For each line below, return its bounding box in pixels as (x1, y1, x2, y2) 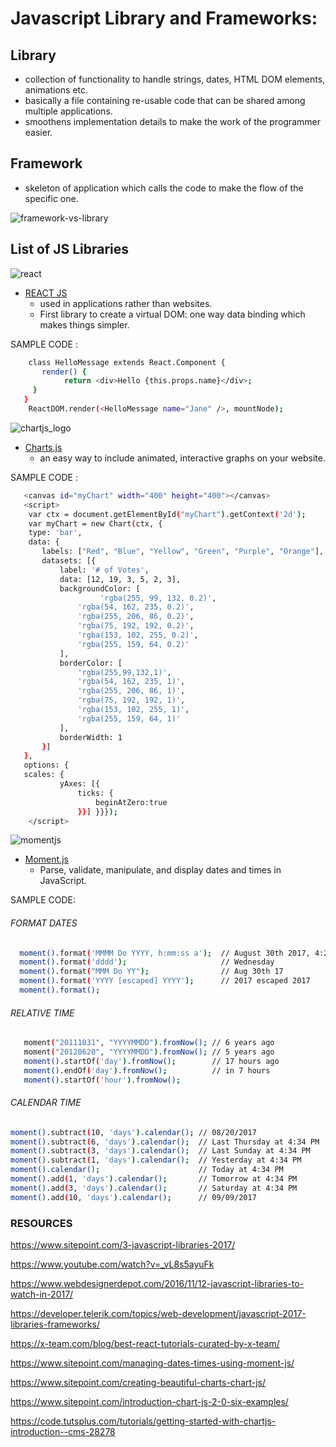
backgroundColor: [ (59, 583, 141, 594)
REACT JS (24, 287, 68, 299)
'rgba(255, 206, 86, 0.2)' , (77, 612, 195, 622)
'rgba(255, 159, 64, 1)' (77, 713, 182, 724)
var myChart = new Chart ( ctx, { (28, 518, 163, 529)
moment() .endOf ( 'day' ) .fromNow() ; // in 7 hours (23, 1065, 271, 1076)
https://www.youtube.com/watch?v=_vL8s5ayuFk (10, 1258, 215, 1271)
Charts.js (24, 441, 63, 453)
